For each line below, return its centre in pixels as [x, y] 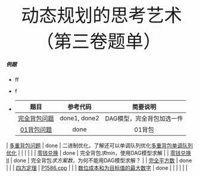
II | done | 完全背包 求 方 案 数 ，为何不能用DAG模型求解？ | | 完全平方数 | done [99, 160]
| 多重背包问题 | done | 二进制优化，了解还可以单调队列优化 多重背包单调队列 [100, 145]
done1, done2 [79, 118]
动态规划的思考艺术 [101, 15]
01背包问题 [36, 129]
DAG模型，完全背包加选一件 [144, 118]
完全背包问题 [36, 118]
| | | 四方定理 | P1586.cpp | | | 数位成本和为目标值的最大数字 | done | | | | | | [97, 167]
